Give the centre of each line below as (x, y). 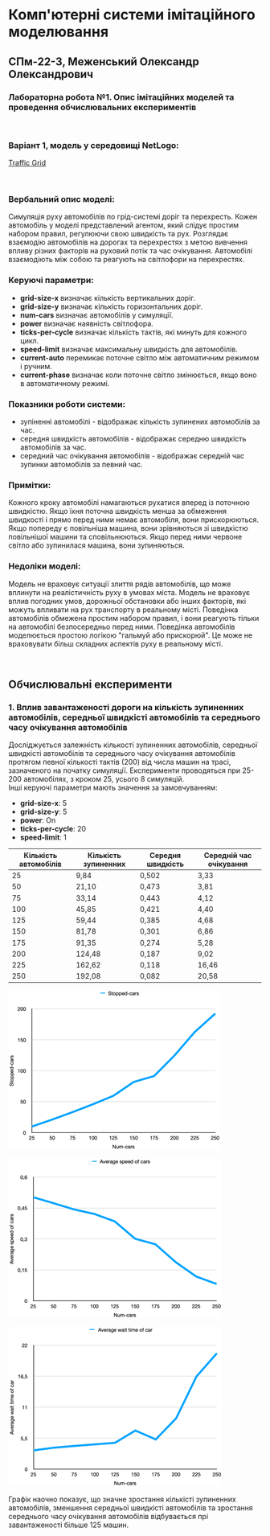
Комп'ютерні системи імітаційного (132, 15)
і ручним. (36, 366)
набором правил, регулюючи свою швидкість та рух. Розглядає (119, 234)
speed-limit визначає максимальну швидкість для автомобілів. (129, 349)
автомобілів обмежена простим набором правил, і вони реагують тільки (134, 618)
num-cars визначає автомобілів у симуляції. (97, 314)
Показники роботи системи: (67, 404)
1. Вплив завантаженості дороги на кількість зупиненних (126, 707)
